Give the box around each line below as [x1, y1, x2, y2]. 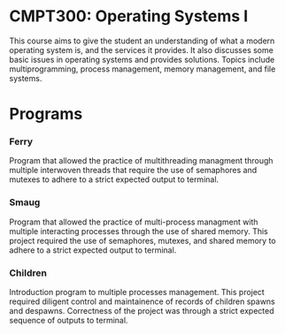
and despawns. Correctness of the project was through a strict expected [9, 306, 274, 316]
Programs [9, 104, 83, 125]
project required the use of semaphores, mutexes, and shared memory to [9, 235, 276, 246]
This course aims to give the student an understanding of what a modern [9, 35, 275, 46]
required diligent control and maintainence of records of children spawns [9, 296, 276, 307]
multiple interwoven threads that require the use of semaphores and [9, 165, 258, 176]
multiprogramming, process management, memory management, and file [9, 64, 276, 74]
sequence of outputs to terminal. [9, 315, 128, 326]
